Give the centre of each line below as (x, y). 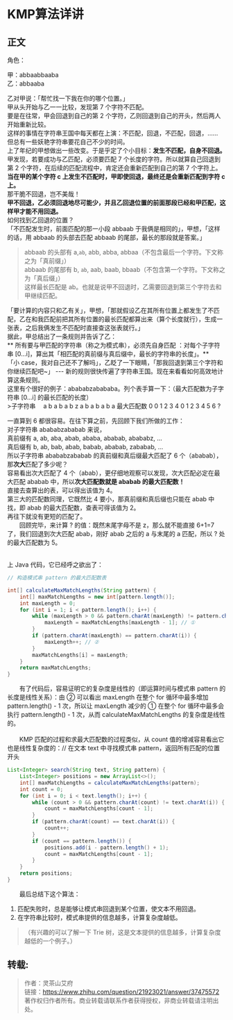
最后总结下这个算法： (50, 893)
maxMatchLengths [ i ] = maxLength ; (80, 655)
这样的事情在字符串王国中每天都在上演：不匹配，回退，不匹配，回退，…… (113, 133)
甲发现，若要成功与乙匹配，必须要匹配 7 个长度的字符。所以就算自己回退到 (114, 159)
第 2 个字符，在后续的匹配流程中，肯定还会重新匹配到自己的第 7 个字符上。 (114, 168)
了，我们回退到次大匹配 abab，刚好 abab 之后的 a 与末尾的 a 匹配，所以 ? (112, 534)
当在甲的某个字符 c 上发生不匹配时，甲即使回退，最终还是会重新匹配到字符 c (116, 177)
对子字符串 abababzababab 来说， (57, 429)
